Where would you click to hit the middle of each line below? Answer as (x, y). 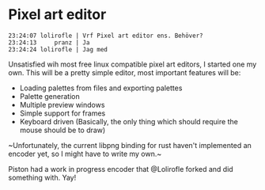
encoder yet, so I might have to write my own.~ (85, 154)
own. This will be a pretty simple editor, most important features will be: (125, 72)
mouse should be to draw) (62, 130)
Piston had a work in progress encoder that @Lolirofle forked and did (121, 169)
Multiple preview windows (62, 104)
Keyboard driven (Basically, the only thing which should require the (129, 121)
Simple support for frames (62, 113)
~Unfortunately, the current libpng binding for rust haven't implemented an (130, 145)
